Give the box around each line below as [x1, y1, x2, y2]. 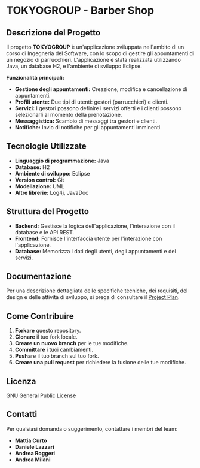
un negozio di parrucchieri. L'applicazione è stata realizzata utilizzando [6, 56, 181, 63]
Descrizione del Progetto [6, 28, 100, 38]
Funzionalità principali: [6, 74, 64, 81]
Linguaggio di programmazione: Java [14, 157, 109, 164]
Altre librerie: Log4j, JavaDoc [14, 189, 89, 196]
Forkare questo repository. [14, 327, 81, 334]
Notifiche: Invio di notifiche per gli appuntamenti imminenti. [14, 124, 162, 131]
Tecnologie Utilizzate [6, 141, 87, 152]
